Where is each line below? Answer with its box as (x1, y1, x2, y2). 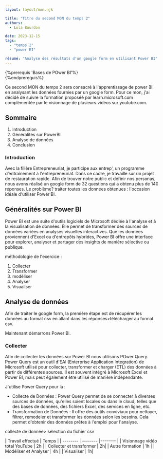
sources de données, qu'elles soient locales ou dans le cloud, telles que (12, 398, 157, 404)
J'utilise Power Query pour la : (5, 384, 66, 389)
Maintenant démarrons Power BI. (5, 330, 71, 336)
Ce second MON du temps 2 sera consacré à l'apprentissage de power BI (5, 84, 153, 90)
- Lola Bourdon (9, 25, 40, 30)
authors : (5, 20, 23, 25)
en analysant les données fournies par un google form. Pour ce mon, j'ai (5, 89, 150, 95)
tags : (5, 38, 16, 43)
